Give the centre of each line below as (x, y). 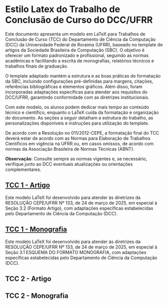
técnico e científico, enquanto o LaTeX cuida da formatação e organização (82, 112)
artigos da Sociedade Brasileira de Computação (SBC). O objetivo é (75, 50)
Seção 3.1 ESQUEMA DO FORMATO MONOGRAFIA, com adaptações (76, 252)
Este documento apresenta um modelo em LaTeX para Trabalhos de (75, 34)
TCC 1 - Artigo (28, 185)
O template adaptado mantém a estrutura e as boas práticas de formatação (83, 76)
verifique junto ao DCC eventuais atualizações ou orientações (69, 164)
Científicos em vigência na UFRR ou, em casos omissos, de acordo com (79, 143)
